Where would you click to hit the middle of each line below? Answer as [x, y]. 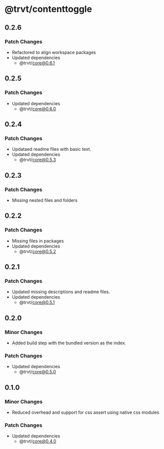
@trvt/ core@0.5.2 [38, 251]
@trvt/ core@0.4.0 [38, 441]
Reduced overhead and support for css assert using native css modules [85, 412]
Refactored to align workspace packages [54, 52]
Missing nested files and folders [44, 200]
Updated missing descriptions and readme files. [61, 292]
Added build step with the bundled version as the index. [69, 343]
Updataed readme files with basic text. [51, 149]
